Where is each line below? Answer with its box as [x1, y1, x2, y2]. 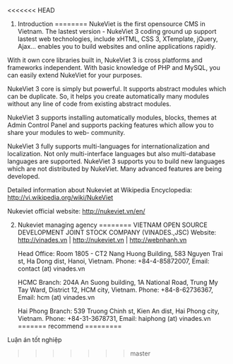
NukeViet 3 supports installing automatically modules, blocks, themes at [7, 113, 217, 122]
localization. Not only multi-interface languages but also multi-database [7, 150, 216, 158]
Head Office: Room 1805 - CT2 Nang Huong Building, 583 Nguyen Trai [17, 249, 224, 257]
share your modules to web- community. [7, 129, 126, 136]
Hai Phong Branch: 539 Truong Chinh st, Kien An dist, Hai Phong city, [17, 307, 220, 315]
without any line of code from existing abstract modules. [7, 100, 172, 108]
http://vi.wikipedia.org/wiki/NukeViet [7, 194, 114, 201]
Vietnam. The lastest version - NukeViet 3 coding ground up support [17, 28, 217, 35]
